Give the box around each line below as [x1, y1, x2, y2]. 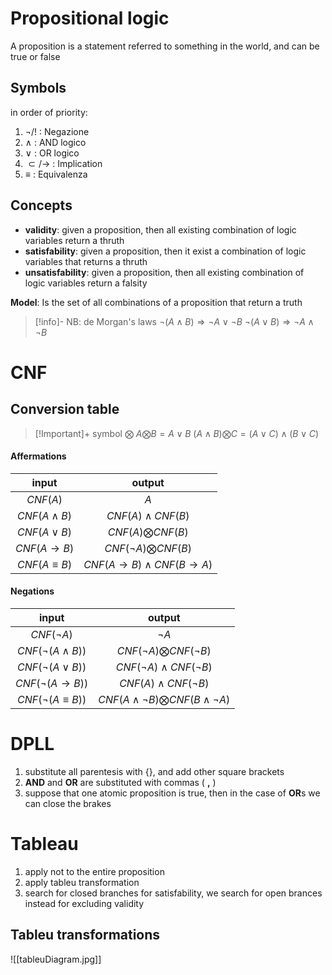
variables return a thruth [24, 234, 125, 246]
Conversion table [10, 401, 120, 418]
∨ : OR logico [24, 147, 80, 159]
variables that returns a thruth [24, 255, 148, 267]
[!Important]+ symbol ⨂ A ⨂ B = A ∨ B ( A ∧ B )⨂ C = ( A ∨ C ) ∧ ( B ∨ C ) [34, 427, 320, 439]
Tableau [10, 833, 79, 856]
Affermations [10, 450, 67, 462]
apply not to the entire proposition [24, 865, 165, 877]
